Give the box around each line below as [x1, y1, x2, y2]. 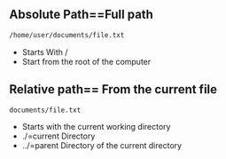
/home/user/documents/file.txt [9, 30, 125, 39]
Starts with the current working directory [21, 121, 171, 131]
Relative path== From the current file [9, 82, 218, 97]
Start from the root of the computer [21, 56, 152, 67]
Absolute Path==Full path [9, 7, 153, 22]
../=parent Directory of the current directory [21, 139, 183, 150]
